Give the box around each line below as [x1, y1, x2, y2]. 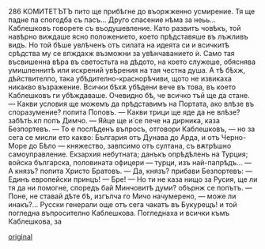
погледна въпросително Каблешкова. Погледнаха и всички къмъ [8, 209, 230, 217]
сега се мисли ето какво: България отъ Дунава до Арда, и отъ [8, 133, 220, 141]
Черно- [221, 133, 247, 141]
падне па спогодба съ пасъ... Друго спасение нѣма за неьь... [8, 15, 216, 25]
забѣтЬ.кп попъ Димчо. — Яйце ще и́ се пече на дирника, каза [8, 116, 220, 125]
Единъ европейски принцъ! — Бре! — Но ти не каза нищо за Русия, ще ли [8, 175, 258, 184]
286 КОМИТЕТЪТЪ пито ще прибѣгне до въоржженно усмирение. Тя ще [8, 7, 256, 16]
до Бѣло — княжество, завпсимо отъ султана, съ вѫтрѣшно [28, 141, 232, 150]
